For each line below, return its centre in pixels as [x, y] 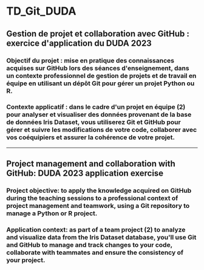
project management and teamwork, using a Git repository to [98, 206]
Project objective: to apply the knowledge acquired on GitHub [99, 191]
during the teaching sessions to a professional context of [92, 198]
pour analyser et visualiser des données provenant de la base [99, 115]
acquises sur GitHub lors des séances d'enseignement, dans [98, 68]
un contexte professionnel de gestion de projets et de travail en [101, 75]
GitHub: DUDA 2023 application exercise [85, 174]
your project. [26, 260]
